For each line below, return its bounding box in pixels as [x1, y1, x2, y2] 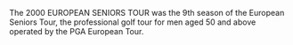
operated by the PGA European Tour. [9, 26, 144, 36]
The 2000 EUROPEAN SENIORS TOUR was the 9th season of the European [9, 8, 285, 18]
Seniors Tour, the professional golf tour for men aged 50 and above [9, 17, 256, 27]
